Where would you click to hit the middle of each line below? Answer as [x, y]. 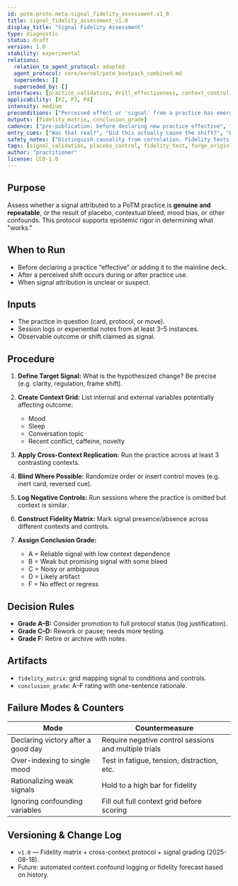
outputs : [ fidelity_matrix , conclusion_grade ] [77, 119]
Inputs [22, 304]
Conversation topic [56, 434]
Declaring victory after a [51, 740]
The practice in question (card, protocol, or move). [91, 322]
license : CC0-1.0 [33, 159]
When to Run [36, 250]
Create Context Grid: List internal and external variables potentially [116, 398]
